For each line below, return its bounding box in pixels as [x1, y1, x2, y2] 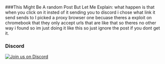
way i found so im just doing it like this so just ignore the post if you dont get [5, 25, 160, 31]
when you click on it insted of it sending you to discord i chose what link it [5, 9, 156, 15]
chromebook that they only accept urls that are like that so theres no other [5, 20, 157, 26]
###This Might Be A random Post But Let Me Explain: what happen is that [5, 4, 155, 10]
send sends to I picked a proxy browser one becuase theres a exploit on [5, 15, 152, 20]
